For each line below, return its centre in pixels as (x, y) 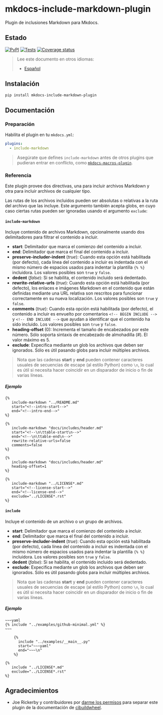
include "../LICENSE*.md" (38, 667)
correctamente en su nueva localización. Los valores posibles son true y (85, 298)
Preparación (20, 124)
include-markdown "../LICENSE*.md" (47, 484)
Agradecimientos (32, 690)
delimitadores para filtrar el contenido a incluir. (52, 237)
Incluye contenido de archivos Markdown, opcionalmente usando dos (75, 232)
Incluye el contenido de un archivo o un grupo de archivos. (64, 521)
